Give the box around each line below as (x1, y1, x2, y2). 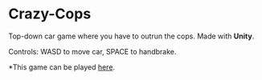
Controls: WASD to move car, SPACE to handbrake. (8, 46, 177, 56)
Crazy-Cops (8, 5, 92, 23)
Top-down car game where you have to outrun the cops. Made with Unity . (8, 31, 255, 41)
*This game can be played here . (8, 62, 115, 72)
